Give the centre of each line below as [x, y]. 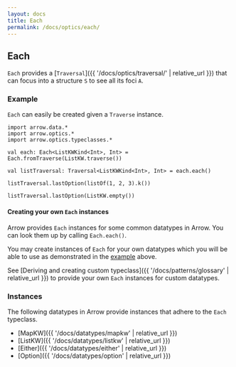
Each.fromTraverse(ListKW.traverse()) [65, 159]
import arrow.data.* [38, 128]
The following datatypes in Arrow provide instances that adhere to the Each [117, 312]
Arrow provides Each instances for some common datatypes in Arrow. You [116, 228]
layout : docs [27, 14]
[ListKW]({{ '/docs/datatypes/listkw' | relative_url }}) [94, 340]
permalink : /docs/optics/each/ [54, 27]
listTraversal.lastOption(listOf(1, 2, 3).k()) [79, 183]
